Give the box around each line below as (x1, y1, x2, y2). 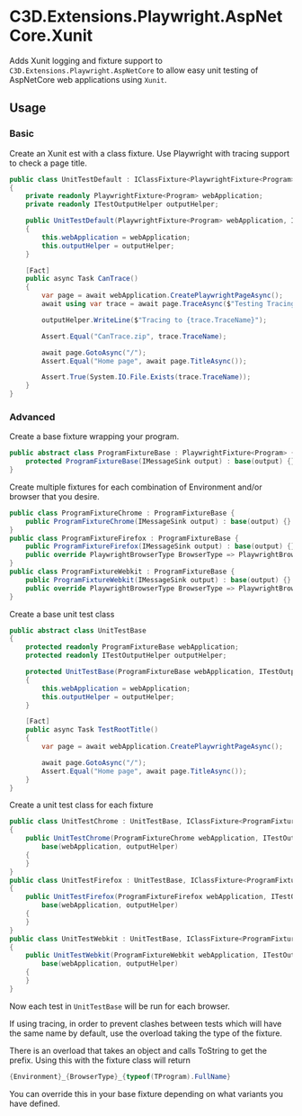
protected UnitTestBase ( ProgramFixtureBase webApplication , (25, 668, 255, 677)
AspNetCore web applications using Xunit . (9, 74, 167, 85)
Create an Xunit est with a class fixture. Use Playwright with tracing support (9, 148, 290, 158)
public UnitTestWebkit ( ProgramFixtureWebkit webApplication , (25, 951, 259, 960)
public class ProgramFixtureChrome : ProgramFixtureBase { (9, 508, 235, 517)
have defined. (9, 1098, 60, 1109)
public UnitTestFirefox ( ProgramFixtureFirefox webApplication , (25, 893, 268, 902)
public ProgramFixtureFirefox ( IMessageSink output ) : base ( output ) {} (25, 542, 296, 551)
